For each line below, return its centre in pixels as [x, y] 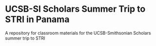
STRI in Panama [37, 19]
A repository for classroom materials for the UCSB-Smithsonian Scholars [78, 33]
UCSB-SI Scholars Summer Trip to [75, 9]
